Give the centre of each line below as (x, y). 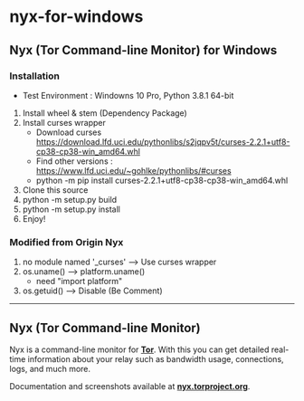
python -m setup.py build (70, 199)
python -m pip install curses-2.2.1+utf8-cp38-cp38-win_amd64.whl (162, 180)
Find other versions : (74, 161)
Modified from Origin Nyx (66, 242)
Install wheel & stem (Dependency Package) (104, 113)
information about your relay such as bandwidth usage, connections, (156, 358)
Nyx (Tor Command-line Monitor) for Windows (143, 50)
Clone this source (55, 190)
